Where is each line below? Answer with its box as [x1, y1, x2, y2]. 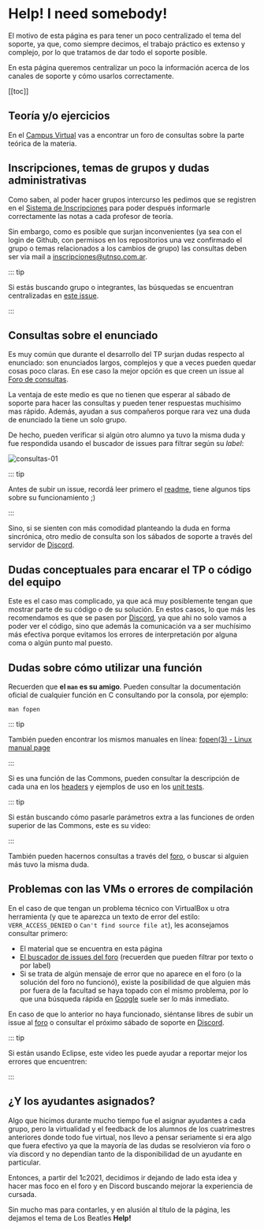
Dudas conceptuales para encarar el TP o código [8, 563, 252, 576]
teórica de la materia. [8, 139, 77, 148]
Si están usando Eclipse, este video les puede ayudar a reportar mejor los [8, 1048, 247, 1057]
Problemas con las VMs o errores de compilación [8, 883, 254, 896]
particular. [8, 1158, 41, 1167]
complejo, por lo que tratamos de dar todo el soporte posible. [8, 47, 207, 57]
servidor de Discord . [8, 541, 75, 550]
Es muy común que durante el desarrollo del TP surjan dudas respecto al [8, 350, 245, 359]
